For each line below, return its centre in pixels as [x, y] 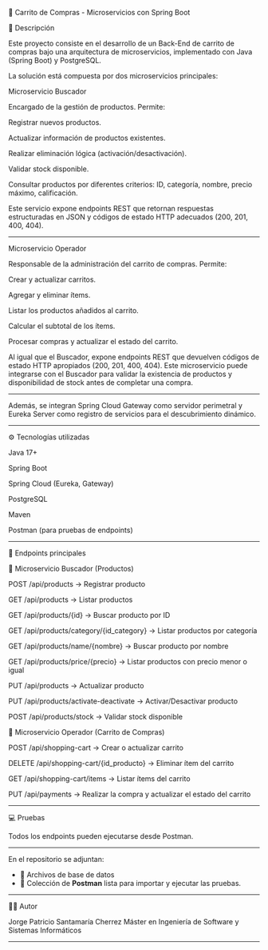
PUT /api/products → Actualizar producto [76, 685]
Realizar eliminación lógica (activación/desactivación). [98, 153]
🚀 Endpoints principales [47, 553]
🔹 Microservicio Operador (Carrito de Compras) [87, 732]
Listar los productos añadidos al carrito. [74, 311]
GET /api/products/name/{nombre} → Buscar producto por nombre [118, 646]
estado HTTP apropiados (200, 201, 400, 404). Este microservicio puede [128, 365]
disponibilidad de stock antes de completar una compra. [101, 383]
